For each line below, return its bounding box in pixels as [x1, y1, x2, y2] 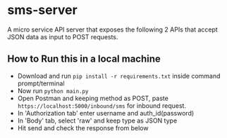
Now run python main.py [17, 86, 89, 95]
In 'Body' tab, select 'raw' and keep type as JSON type [17, 116, 178, 125]
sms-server [7, 2, 78, 18]
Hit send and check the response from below [17, 123, 149, 132]
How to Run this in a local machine [7, 53, 161, 65]
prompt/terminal [17, 79, 65, 88]
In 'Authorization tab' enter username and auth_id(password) [17, 109, 195, 117]
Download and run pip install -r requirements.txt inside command [17, 71, 221, 80]
